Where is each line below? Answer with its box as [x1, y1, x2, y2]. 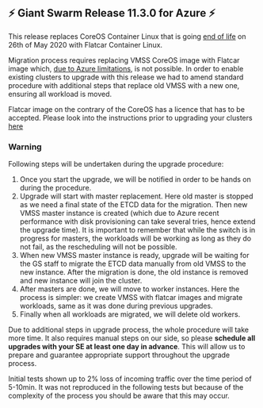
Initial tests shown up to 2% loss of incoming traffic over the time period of [8, 374, 252, 383]
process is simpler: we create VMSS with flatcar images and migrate [19, 293, 243, 302]
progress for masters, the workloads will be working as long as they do [19, 233, 252, 244]
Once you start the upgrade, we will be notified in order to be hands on [19, 175, 252, 184]
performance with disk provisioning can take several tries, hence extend [19, 217, 256, 226]
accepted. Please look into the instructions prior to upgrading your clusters [8, 113, 253, 122]
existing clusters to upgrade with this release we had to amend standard [8, 72, 244, 82]
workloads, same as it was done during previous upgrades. [19, 301, 213, 311]
